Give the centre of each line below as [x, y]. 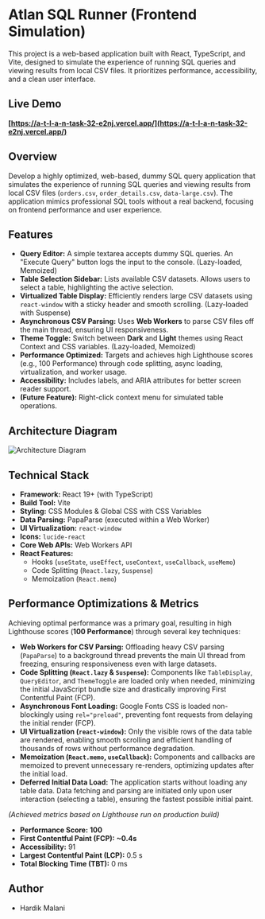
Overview [33, 157]
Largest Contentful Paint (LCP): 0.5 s [81, 855]
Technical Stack [49, 475]
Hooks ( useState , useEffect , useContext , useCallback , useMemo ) [134, 562]
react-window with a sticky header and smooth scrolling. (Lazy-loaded [134, 305]
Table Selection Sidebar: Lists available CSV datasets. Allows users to [135, 279]
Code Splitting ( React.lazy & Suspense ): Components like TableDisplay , [136, 672]
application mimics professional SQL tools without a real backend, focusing [131, 201]
